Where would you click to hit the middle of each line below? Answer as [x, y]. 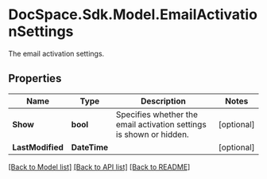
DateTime [90, 147]
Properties [35, 78]
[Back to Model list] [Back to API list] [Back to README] [99, 167]
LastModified [38, 147]
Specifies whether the [157, 115]
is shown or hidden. [152, 134]
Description [163, 101]
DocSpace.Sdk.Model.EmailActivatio [133, 15]
